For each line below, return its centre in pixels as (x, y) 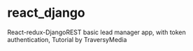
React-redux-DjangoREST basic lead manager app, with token (97, 32)
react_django (46, 13)
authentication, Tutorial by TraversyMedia (67, 39)
